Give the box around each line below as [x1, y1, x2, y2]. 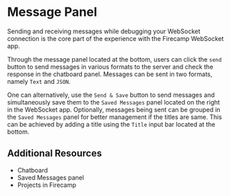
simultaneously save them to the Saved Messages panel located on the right [7, 98, 221, 106]
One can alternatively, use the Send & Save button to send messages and [7, 91, 215, 99]
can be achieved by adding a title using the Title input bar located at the [7, 120, 216, 128]
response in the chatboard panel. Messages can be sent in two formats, [7, 70, 213, 78]
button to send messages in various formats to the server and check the [7, 62, 214, 71]
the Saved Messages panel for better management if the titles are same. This [7, 112, 222, 121]
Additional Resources [7, 148, 102, 159]
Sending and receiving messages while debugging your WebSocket [7, 27, 201, 35]
